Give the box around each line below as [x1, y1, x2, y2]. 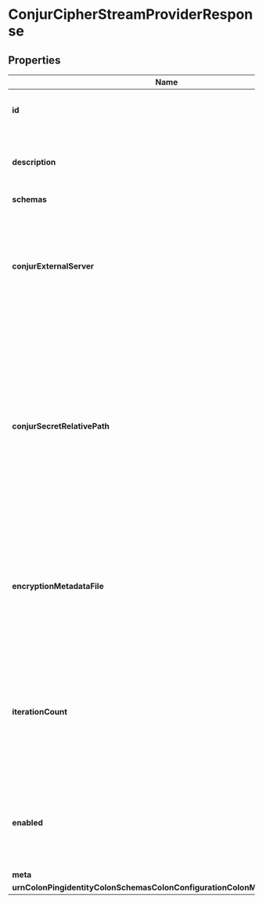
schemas [12, 194, 47, 205]
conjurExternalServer [12, 261, 95, 272]
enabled [12, 817, 43, 828]
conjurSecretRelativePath [12, 421, 110, 431]
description [12, 157, 56, 167]
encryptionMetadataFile [12, 581, 104, 591]
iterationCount [12, 707, 68, 717]
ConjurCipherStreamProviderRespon [8, 5, 254, 24]
